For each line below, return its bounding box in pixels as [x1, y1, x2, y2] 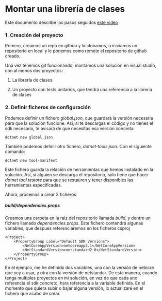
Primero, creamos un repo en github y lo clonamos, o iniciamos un [5, 43, 137, 49]
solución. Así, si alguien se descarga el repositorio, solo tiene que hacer [5, 171, 149, 177]
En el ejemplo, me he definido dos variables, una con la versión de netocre [5, 264, 154, 270]
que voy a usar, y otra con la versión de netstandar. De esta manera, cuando [5, 269, 158, 276]
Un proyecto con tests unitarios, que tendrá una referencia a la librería [12, 87, 152, 93]
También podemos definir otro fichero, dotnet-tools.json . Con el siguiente [5, 143, 152, 149]
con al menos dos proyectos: [5, 68, 63, 74]
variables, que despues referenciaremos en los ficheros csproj [5, 225, 130, 231]
